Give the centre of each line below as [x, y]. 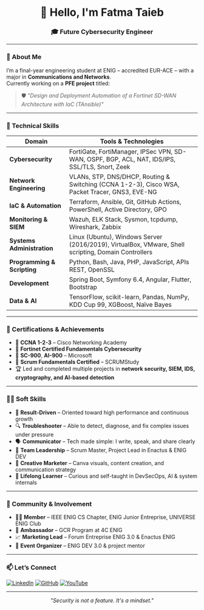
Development [29, 284]
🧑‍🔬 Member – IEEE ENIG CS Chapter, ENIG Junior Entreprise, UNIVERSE [105, 517]
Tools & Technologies [132, 141]
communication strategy [46, 469]
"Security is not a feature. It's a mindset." [102, 601]
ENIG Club [28, 524]
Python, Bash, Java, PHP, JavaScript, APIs [129, 262]
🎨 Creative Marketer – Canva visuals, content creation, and [89, 463]
